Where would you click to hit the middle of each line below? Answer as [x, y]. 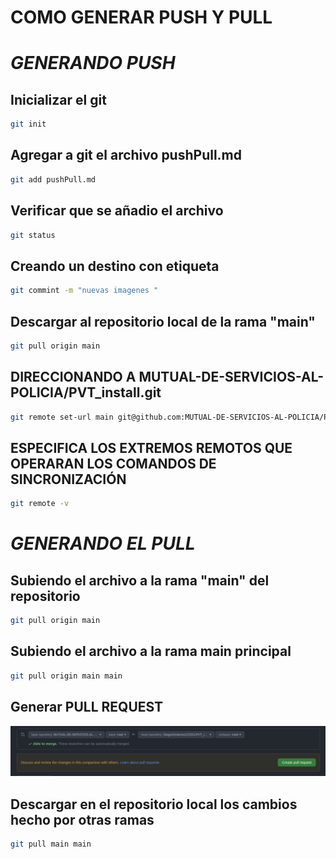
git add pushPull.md [53, 179]
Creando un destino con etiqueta [115, 266]
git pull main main [51, 844]
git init [28, 124]
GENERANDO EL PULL [103, 543]
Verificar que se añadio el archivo [117, 211]
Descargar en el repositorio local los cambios [154, 804]
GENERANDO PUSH [93, 63]
